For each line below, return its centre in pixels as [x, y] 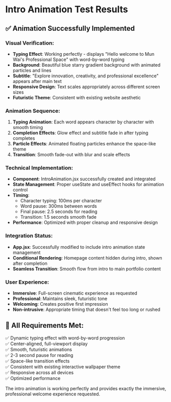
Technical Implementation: [39, 168]
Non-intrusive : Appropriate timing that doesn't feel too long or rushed [87, 310]
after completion [30, 263]
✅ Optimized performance [33, 378]
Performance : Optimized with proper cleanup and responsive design [85, 223]
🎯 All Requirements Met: [45, 325]
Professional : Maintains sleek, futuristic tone [60, 299]
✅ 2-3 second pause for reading [39, 355]
